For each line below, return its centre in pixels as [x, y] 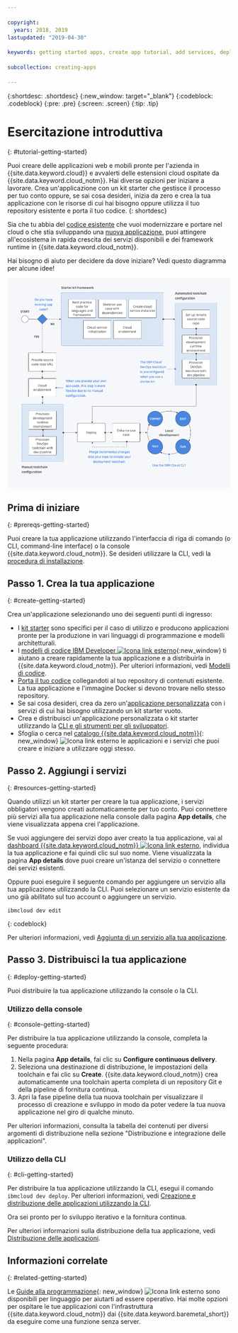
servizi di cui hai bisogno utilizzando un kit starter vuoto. [100, 711]
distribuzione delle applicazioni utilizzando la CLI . [79, 1203]
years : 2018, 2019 [41, 30]
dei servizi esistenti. [36, 868]
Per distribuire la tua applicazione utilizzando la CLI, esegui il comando [110, 1188]
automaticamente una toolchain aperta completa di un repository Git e [120, 1082]
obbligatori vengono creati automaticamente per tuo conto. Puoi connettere [118, 809]
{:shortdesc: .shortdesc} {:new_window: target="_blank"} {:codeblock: [110, 96]
